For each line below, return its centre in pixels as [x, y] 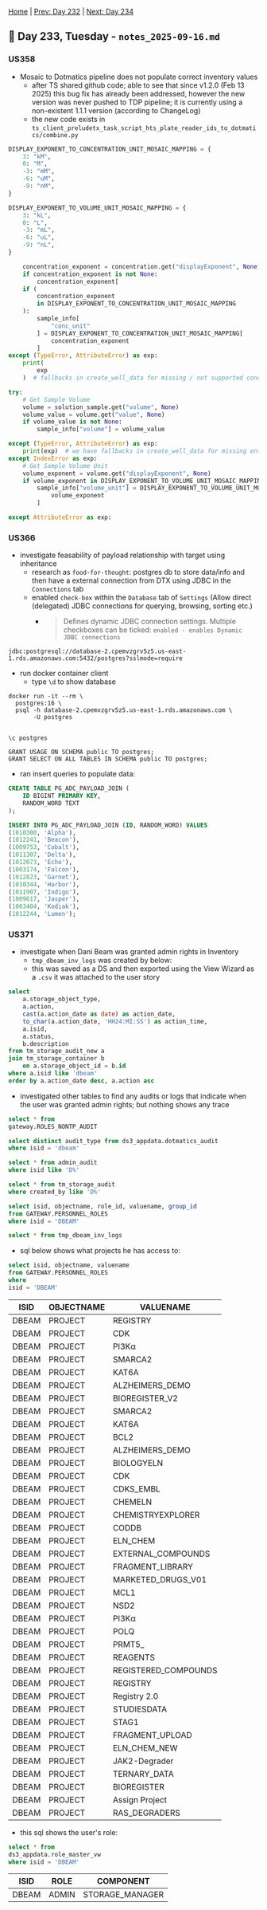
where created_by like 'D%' [55, 1192]
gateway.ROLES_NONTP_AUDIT [53, 1126]
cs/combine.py [55, 135]
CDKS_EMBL [136, 1488]
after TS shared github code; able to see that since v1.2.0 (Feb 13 [138, 85]
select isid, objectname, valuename [69, 1265]
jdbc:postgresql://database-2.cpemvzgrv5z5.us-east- [97, 652]
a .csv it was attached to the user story [96, 977]
